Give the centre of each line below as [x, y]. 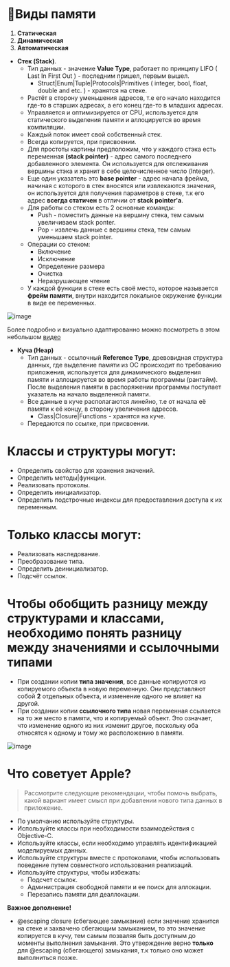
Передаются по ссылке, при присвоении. [88, 423]
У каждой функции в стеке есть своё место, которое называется [123, 288]
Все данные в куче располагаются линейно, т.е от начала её [116, 401]
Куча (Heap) [35, 350]
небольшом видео [34, 336]
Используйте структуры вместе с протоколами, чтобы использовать [118, 857]
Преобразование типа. [50, 561]
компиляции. [46, 127]
